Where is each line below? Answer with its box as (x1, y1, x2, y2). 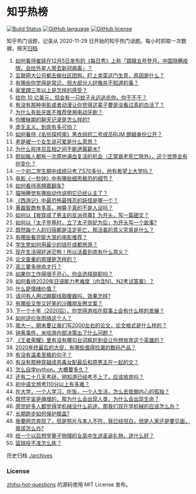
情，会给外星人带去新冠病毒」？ (15, 64, 93, 71)
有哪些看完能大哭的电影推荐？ (15, 233, 87, 241)
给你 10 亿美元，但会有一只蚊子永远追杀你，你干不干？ (15, 94, 147, 101)
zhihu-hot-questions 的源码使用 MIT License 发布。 (6, 481, 131, 488)
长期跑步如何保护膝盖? (15, 410, 70, 417)
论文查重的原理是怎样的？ (15, 255, 77, 262)
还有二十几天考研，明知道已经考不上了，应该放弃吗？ (15, 373, 144, 380)
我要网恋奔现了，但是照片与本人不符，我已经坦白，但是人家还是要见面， (15, 417, 190, 424)
